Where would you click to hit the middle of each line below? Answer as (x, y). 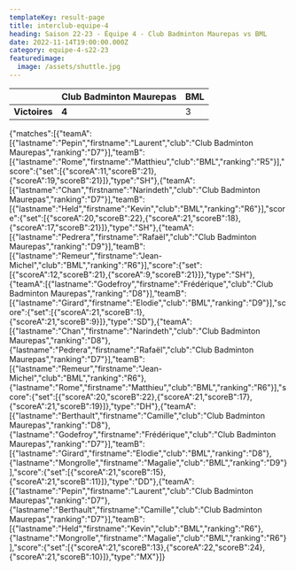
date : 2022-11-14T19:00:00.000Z (69, 42)
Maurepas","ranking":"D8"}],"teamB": (119, 293)
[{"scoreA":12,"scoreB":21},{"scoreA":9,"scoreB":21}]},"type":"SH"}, (132, 274)
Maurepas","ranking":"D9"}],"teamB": (78, 246)
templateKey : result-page (57, 17)
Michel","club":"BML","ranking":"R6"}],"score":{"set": (106, 265)
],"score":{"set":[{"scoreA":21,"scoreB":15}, (88, 472)
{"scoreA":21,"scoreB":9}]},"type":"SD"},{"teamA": (101, 321)
